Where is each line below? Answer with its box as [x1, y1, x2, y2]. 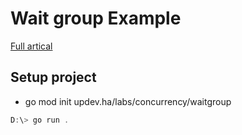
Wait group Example [10, 7, 182, 30]
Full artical [10, 40, 53, 52]
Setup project [10, 69, 97, 86]
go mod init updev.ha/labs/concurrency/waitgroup [24, 95, 232, 107]
